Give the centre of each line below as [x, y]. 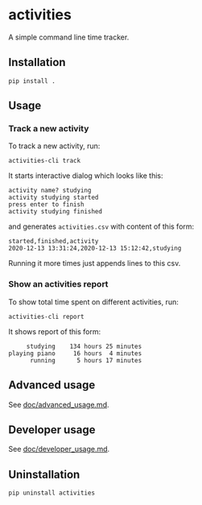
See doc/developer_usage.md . [59, 449]
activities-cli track [45, 161]
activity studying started [54, 198]
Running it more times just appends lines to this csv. [95, 263]
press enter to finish [46, 205]
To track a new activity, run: [54, 146]
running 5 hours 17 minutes [86, 360]
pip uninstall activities [52, 493]
